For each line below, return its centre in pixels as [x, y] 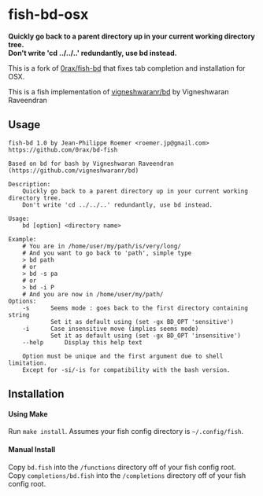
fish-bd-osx [48, 15]
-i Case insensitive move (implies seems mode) [111, 329]
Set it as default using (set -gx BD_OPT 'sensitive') [142, 321]
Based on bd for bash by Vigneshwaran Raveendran [91, 163]
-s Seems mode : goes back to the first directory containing [135, 308]
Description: [30, 184]
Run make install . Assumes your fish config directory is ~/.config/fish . [126, 432]
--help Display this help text [83, 342]
